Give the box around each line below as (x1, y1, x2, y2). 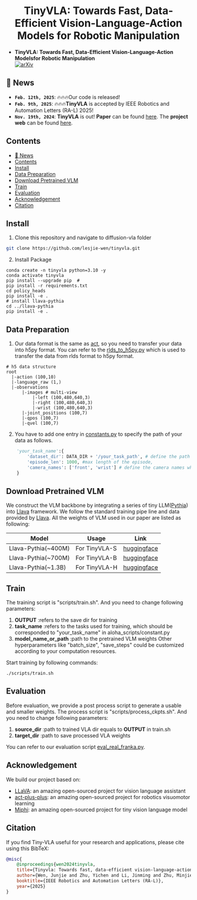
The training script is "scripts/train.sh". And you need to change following (6, 599, 184, 606)
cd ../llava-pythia (6, 303, 54, 309)
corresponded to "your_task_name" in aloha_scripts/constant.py (14, 629, 170, 636)
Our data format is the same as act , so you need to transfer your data (14, 340, 182, 347)
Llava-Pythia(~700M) (9, 554, 70, 562)
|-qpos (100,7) (21, 415, 59, 421)
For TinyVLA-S (75, 544, 117, 553)
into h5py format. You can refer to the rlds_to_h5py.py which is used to (14, 346, 186, 353)
